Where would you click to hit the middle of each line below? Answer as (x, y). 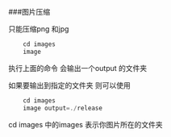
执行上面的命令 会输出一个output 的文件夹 (78, 68)
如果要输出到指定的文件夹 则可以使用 (69, 85)
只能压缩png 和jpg (39, 29)
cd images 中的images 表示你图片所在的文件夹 (85, 124)
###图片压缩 (29, 12)
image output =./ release (63, 108)
